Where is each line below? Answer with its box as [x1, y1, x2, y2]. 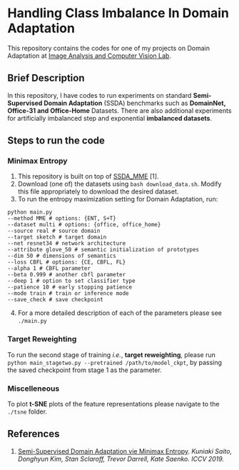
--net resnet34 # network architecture [7, 240, 126, 247]
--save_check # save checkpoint [7, 296, 103, 304]
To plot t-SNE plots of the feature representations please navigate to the [7, 400, 220, 409]
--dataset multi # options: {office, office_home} [7, 221, 161, 229]
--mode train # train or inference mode [7, 290, 130, 297]
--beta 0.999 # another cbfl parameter [7, 271, 126, 279]
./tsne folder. [7, 407, 48, 416]
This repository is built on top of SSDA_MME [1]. [17, 172, 159, 181]
